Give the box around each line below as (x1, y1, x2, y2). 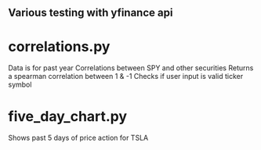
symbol (8, 80, 32, 89)
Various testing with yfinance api (8, 6, 173, 20)
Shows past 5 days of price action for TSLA (8, 133, 149, 143)
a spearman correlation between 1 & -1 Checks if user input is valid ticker (8, 72, 244, 81)
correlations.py (8, 37, 111, 55)
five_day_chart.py (8, 107, 128, 125)
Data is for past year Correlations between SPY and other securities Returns (8, 63, 254, 73)
